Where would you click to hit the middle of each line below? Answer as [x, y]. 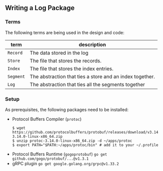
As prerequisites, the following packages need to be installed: [67, 110]
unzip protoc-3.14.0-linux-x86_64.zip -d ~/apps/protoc [74, 141]
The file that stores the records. [66, 60]
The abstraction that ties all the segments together [87, 84]
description [92, 44]
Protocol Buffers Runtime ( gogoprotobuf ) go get [60, 154]
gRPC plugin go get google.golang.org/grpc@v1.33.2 [65, 163]
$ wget [19, 128]
